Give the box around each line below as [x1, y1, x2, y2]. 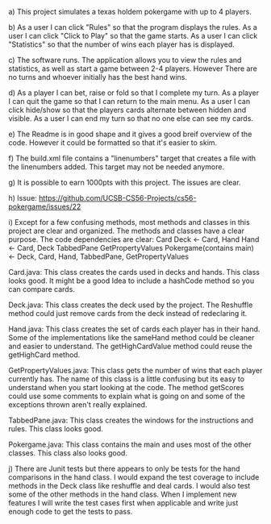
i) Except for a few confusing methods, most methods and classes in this [8, 218, 250, 227]
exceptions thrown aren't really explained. [8, 400, 148, 410]
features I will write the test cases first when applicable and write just [8, 498, 239, 507]
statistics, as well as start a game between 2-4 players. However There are [8, 64, 258, 73]
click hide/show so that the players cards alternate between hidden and [8, 105, 247, 114]
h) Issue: [8, 193, 38, 202]
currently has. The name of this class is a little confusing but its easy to [8, 374, 244, 384]
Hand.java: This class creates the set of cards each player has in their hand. [8, 324, 261, 334]
